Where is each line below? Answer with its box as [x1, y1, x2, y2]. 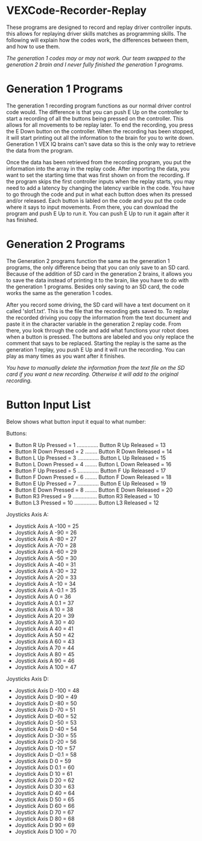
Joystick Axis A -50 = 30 [14, 554, 77, 562]
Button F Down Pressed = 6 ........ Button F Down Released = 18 [14, 473, 172, 480]
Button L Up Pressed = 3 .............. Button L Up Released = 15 [14, 454, 166, 462]
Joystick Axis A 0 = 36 [14, 592, 71, 600]
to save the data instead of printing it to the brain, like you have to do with [6, 276, 189, 284]
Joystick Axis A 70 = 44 [14, 644, 75, 652]
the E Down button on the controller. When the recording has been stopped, [6, 127, 195, 135]
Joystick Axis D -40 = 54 [14, 725, 77, 732]
